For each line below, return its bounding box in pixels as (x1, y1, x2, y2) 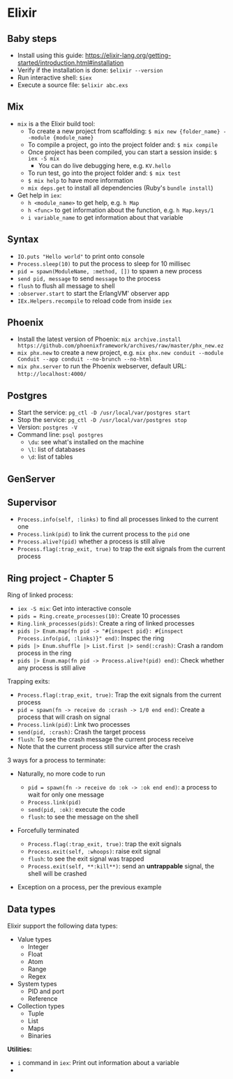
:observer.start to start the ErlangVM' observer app (17, 289, 170, 297)
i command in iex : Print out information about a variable (17, 1059, 180, 1067)
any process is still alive (17, 664, 86, 672)
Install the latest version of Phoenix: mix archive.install (17, 335, 181, 343)
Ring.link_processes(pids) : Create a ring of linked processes (17, 619, 195, 628)
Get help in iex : (17, 190, 62, 199)
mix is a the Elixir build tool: (17, 119, 96, 128)
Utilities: (7, 1045, 33, 1054)
